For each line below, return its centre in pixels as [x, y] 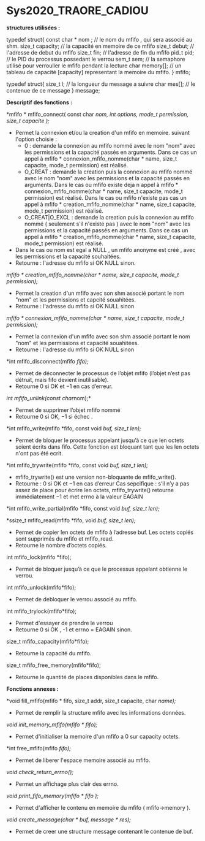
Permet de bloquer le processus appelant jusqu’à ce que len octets [100, 440]
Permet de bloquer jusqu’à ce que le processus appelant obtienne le [101, 569]
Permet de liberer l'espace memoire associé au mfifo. [83, 760]
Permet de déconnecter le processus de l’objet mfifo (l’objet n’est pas [103, 373]
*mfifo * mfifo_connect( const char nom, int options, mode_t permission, [97, 114]
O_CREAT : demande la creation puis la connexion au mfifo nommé [108, 172]
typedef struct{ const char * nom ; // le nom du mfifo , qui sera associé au [99, 39]
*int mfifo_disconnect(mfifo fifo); [47, 361]
